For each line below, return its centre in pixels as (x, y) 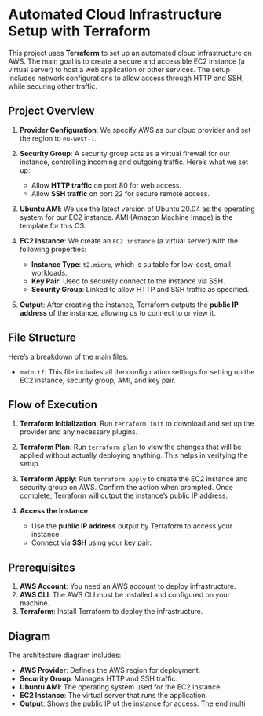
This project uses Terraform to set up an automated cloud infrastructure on (130, 53)
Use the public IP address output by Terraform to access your (132, 526)
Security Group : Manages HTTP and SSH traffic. (99, 678)
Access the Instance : (55, 511)
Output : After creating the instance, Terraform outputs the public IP (129, 305)
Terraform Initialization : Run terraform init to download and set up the (137, 424)
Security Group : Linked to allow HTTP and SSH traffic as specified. (140, 289)
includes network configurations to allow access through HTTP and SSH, (126, 78)
